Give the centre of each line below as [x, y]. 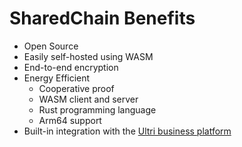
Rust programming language [97, 109]
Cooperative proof [76, 88]
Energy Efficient [57, 78]
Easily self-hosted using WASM [88, 56]
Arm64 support [70, 120]
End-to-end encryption [71, 67]
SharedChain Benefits [102, 18]
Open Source [51, 46]
